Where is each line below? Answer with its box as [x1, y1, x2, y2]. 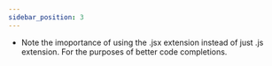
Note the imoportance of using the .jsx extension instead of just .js [20, 37, 264, 48]
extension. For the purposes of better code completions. [20, 46, 228, 57]
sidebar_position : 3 [8, 12, 85, 22]
